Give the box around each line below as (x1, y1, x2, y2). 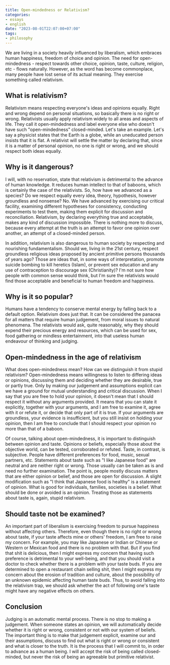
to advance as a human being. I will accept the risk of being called (5, 648, 144, 654)
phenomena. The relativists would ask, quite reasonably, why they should (5, 322, 159, 328)
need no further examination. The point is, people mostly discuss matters (5, 468, 158, 474)
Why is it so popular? (5, 292, 74, 301)
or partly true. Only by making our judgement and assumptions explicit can (5, 383, 161, 389)
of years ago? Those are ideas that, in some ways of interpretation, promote (5, 256, 164, 262)
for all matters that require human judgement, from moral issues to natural (5, 317, 160, 323)
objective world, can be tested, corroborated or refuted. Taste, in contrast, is (5, 446, 165, 452)
